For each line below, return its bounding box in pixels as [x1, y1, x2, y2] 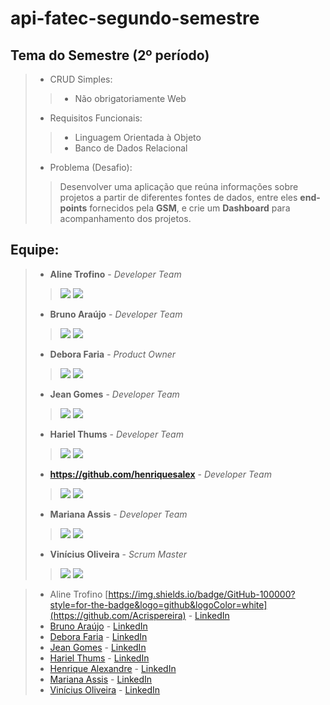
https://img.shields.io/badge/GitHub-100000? [108, 588, 296, 600]
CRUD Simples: [49, 73, 113, 85]
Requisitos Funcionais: [49, 112, 143, 124]
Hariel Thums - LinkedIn [49, 652, 150, 664]
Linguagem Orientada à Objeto [74, 132, 202, 143]
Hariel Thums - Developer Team [49, 428, 184, 440]
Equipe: [10, 242, 60, 259]
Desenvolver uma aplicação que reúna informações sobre [59, 181, 299, 192]
